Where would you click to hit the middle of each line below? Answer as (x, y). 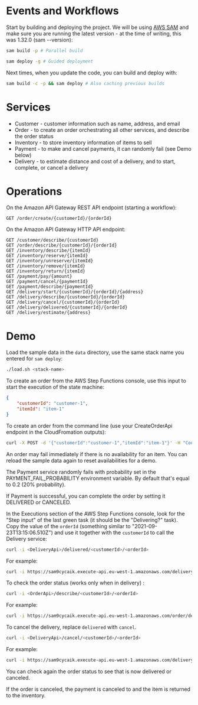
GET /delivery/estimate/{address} (49, 313)
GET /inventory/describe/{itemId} (49, 251)
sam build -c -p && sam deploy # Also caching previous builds (85, 83)
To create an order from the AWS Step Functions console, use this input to (96, 381)
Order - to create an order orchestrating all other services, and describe (102, 130)
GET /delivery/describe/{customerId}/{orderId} (66, 297)
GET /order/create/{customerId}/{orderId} (59, 219)
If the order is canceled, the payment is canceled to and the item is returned (98, 689)
